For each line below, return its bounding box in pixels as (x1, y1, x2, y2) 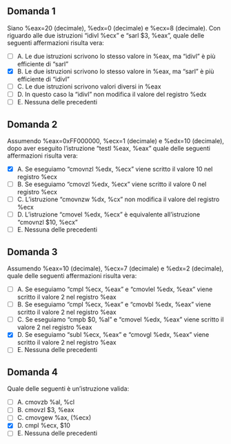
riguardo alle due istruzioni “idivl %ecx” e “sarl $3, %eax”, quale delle (7, 31, 205, 39)
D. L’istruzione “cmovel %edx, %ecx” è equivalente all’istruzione (17, 210, 201, 219)
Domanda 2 (7, 118, 58, 130)
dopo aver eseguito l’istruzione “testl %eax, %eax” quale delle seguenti (7, 144, 210, 152)
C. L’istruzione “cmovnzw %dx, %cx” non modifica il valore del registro (17, 195, 220, 203)
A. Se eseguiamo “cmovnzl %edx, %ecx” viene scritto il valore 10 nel (17, 165, 213, 173)
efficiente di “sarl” (17, 59, 69, 68)
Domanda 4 (7, 366, 59, 378)
